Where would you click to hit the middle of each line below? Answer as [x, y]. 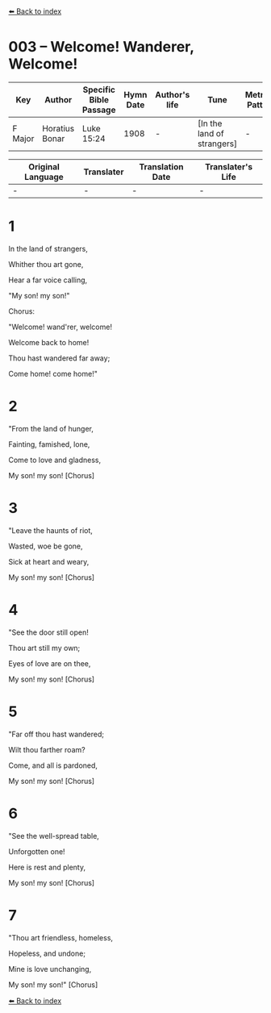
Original [44, 166]
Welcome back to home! [49, 342]
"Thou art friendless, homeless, [61, 937]
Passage [99, 110]
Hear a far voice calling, [48, 280]
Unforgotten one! [37, 851]
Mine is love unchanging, [50, 969]
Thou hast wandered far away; [59, 358]
